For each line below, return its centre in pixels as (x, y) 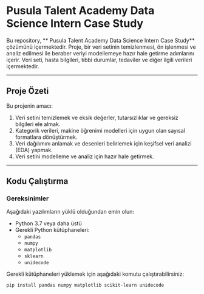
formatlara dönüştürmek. (46, 137)
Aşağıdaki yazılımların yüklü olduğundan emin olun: (70, 212)
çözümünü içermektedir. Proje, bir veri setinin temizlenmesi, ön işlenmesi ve (101, 47)
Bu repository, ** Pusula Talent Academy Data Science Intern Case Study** (100, 40)
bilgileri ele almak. (38, 124)
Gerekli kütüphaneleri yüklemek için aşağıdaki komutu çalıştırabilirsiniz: (95, 274)
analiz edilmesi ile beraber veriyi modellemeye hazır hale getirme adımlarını (100, 53)
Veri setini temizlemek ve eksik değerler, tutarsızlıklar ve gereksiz (97, 117)
